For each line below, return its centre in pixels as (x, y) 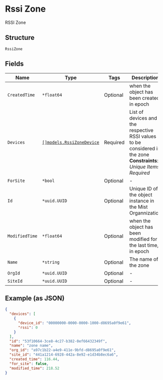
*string (51, 262)
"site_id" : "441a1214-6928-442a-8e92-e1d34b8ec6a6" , (64, 355)
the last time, (144, 245)
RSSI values (143, 136)
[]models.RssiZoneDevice (71, 142)
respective (141, 130)
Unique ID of (144, 188)
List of (137, 112)
